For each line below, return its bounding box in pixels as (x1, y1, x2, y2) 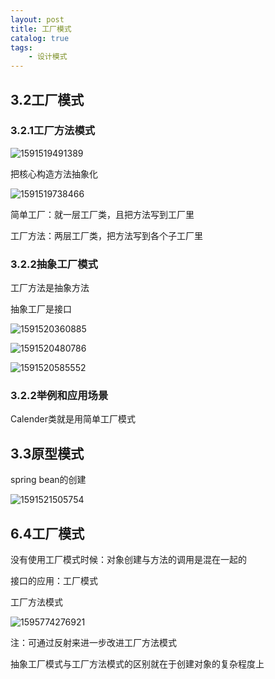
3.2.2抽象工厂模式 (10, 257, 98, 271)
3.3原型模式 (10, 445, 85, 462)
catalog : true (10, 33, 70, 43)
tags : (10, 42, 33, 53)
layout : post (10, 14, 65, 25)
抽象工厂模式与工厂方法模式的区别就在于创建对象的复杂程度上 (10, 658, 265, 670)
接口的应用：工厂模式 (10, 575, 98, 587)
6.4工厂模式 (10, 525, 85, 542)
